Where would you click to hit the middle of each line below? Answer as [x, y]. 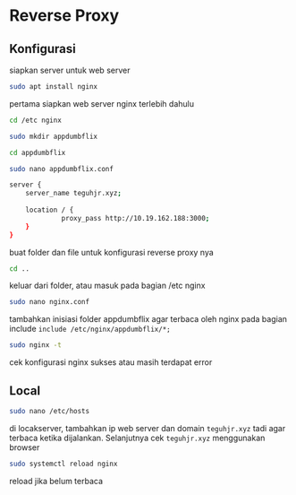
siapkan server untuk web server [70, 70]
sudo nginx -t [36, 345]
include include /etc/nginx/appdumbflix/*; [90, 329]
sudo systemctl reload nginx [63, 464]
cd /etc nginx [36, 120]
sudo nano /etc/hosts [50, 411]
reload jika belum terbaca [56, 481]
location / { [50, 210]
